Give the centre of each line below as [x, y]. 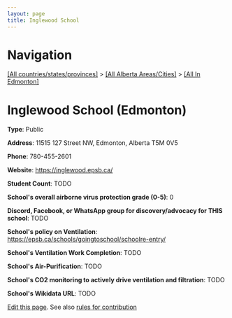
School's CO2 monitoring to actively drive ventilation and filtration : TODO [116, 280]
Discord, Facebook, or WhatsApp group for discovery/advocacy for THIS [115, 211]
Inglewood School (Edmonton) [97, 110]
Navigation [39, 55]
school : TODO [28, 219]
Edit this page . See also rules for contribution [72, 307]
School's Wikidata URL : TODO [52, 293]
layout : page [26, 14]
